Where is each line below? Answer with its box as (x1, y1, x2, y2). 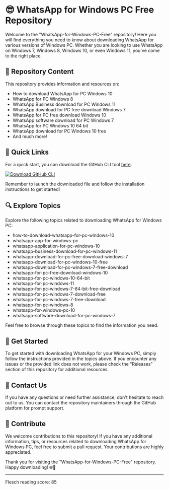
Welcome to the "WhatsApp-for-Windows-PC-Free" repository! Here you (5, 31, 156, 37)
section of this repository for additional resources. (5, 367, 109, 373)
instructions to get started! (5, 186, 60, 192)
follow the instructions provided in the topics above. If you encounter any (5, 356, 157, 362)
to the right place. (5, 52, 42, 59)
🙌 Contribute (5, 419, 46, 428)
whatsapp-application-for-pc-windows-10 (12, 243, 100, 249)
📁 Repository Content (5, 67, 74, 76)
